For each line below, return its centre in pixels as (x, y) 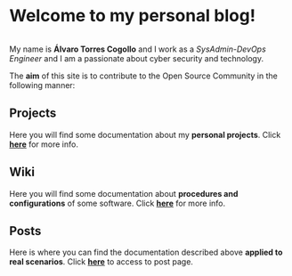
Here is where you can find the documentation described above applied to (146, 252)
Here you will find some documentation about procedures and (124, 193)
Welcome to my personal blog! (133, 16)
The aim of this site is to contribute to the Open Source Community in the (143, 76)
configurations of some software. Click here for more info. (118, 203)
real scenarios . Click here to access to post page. (101, 262)
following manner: (42, 85)
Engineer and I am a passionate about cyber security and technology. (137, 58)
